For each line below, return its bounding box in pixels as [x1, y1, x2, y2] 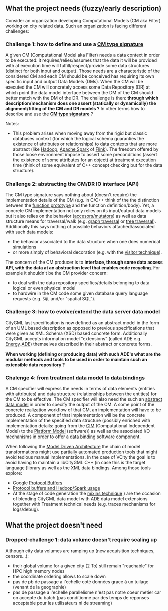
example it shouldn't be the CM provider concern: [5, 270, 108, 276]
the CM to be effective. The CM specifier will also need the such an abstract [5, 396, 163, 402]
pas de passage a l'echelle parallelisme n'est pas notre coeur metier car [12, 589, 161, 595]
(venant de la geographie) [12, 584, 66, 590]
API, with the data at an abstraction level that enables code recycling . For [5, 265, 160, 271]
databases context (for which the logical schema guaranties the [12, 136, 144, 142]
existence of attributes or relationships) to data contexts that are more [12, 141, 157, 147]
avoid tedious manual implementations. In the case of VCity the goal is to [5, 454, 156, 460]
